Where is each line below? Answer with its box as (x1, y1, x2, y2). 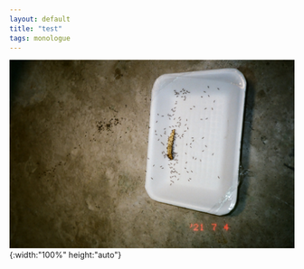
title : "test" (9, 23, 63, 33)
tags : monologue (9, 33, 71, 42)
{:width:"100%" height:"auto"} (9, 249, 122, 261)
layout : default (9, 14, 71, 23)
